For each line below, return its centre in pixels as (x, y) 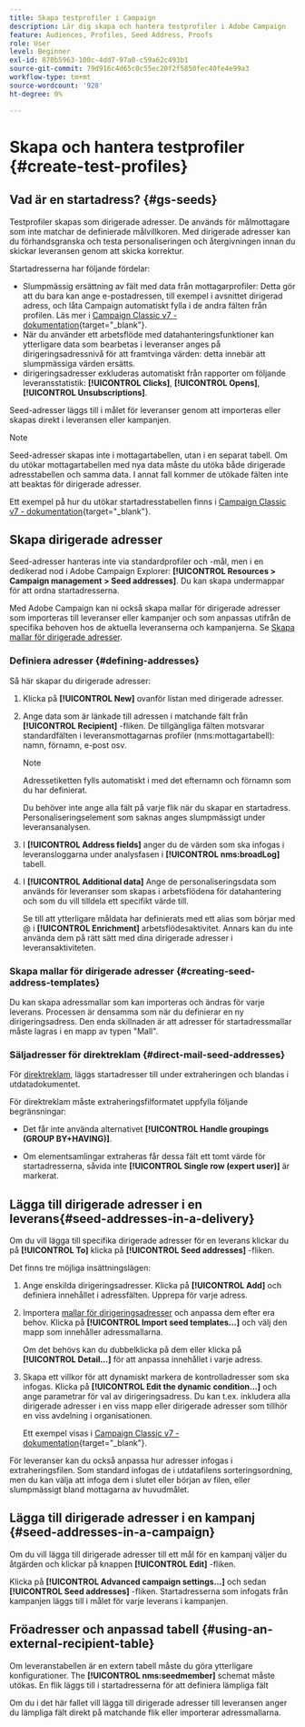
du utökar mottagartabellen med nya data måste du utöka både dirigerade (148, 464)
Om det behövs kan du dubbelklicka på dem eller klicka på (132, 1350)
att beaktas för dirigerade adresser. (75, 484)
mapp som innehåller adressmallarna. (93, 1332)
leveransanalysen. (56, 827)
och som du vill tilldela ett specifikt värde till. (105, 901)
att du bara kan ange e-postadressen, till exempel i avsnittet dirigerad (152, 296)
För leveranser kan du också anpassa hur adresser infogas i (121, 1460)
